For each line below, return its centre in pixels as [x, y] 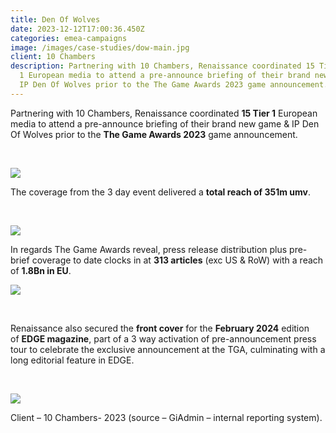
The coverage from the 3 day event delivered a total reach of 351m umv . [161, 192]
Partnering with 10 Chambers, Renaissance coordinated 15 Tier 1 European [164, 113]
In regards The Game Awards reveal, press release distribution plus [149, 249]
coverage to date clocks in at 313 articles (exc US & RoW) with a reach [177, 260]
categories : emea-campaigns [69, 38]
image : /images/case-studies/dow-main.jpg [100, 47]
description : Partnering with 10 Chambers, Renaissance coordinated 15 [162, 66]
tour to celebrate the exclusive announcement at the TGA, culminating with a [168, 349]
